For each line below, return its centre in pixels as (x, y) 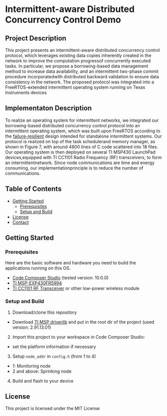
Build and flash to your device (43, 381)
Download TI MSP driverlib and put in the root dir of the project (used (83, 322)
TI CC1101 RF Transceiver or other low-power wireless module (76, 288)
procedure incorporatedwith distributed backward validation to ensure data (82, 77)
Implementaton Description (48, 108)
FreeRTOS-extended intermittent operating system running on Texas (75, 87)
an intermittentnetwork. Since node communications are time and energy (80, 163)
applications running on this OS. (38, 268)
